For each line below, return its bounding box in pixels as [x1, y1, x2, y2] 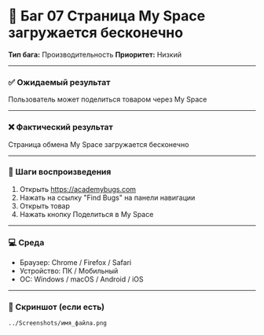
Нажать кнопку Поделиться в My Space [19, 209, 154, 219]
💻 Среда [8, 237, 45, 248]
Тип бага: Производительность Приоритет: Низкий [8, 50, 182, 59]
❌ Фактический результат [8, 122, 114, 133]
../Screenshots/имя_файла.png [8, 319, 108, 327]
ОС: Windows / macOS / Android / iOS [19, 274, 144, 284]
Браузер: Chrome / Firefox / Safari [19, 258, 132, 267]
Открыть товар [19, 201, 71, 211]
